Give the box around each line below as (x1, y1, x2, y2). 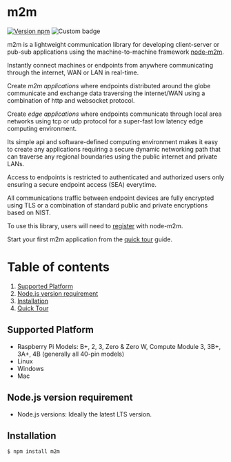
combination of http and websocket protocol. (7, 96, 135, 104)
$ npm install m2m (7, 448, 60, 455)
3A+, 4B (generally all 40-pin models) (17, 350, 125, 358)
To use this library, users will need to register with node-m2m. (7, 221, 183, 230)
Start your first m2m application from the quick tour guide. (7, 235, 173, 243)
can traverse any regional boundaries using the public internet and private (7, 152, 218, 161)
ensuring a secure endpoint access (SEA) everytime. (7, 180, 157, 188)
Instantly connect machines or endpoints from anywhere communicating (7, 61, 214, 69)
